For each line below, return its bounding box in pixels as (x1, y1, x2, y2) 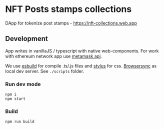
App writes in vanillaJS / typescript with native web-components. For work (5, 47, 159, 53)
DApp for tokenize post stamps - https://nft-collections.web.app (5, 20, 137, 26)
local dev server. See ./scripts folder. (5, 68, 84, 74)
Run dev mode (5, 80, 41, 87)
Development (5, 34, 48, 43)
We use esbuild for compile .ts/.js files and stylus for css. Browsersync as (5, 62, 157, 68)
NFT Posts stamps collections (5, 3, 132, 15)
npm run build (5, 119, 35, 124)
